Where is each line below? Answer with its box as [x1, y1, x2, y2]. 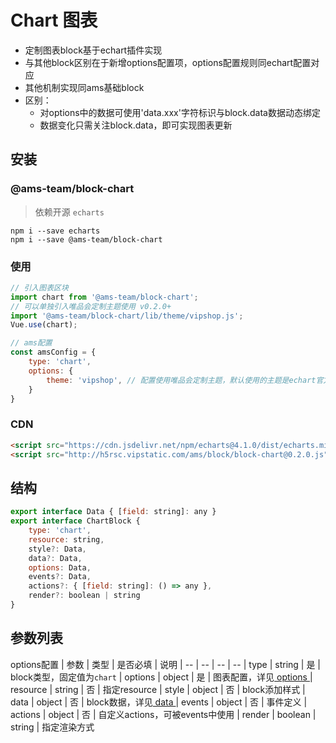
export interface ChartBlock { [10, 516, 141, 526]
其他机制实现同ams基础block [24, 81, 145, 93]
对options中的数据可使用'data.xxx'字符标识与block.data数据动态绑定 [39, 106, 321, 118]
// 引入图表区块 [10, 282, 69, 293]
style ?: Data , [28, 544, 87, 554]
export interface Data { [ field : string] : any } [10, 507, 217, 517]
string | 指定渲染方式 [10, 721, 95, 733]
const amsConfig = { [10, 347, 97, 358]
